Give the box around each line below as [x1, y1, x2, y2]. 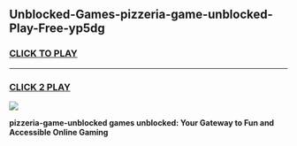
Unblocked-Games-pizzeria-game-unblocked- [9, 7, 274, 22]
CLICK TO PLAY [9, 48, 78, 60]
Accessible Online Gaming [9, 127, 109, 137]
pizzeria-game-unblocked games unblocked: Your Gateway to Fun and [9, 117, 275, 127]
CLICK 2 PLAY [9, 81, 71, 93]
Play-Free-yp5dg [9, 21, 106, 36]
